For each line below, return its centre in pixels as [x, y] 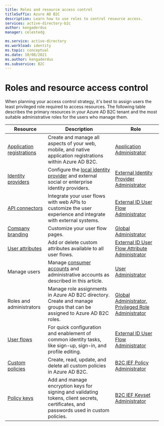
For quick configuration [75, 327]
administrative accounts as [79, 275]
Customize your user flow [77, 229]
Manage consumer [70, 263]
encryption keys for [70, 386]
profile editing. [65, 352]
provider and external [72, 176]
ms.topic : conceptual [27, 50]
